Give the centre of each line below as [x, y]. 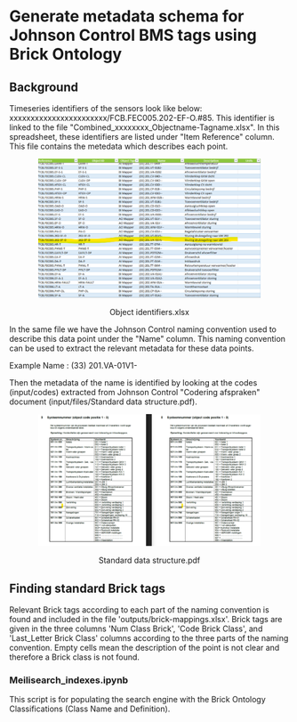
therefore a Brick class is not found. [75, 657]
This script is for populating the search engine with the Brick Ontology [138, 700]
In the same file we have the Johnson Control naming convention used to [143, 329]
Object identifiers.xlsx [149, 312]
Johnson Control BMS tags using [133, 35]
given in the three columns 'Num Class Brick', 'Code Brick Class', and [136, 629]
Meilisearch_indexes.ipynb [69, 680]
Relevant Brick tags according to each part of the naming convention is [139, 609]
